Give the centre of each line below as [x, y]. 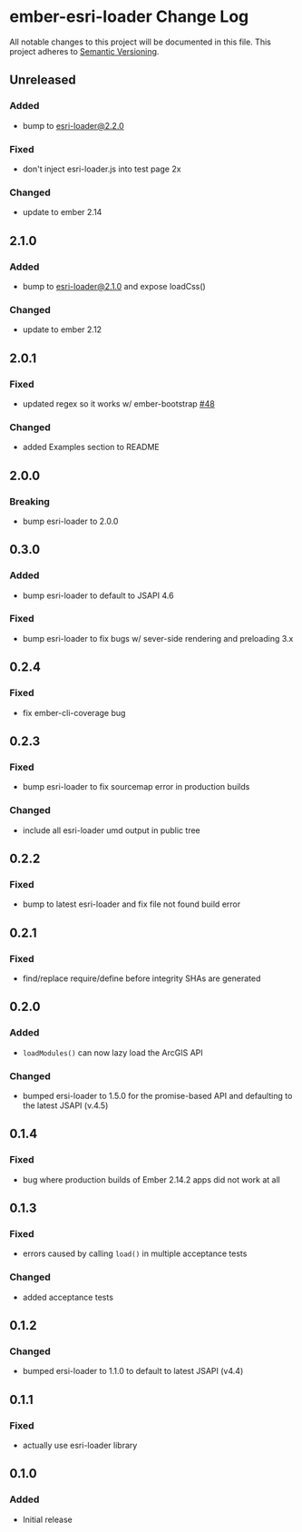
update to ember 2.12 [62, 329]
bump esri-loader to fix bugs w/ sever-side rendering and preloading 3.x [158, 638]
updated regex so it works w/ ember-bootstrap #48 [118, 403]
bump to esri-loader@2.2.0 [73, 125]
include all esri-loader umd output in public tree [112, 830]
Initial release [47, 1519]
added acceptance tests [68, 1297]
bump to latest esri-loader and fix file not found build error [132, 904]
